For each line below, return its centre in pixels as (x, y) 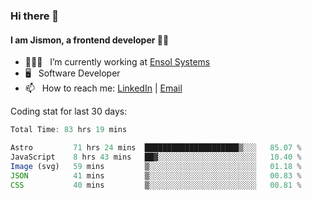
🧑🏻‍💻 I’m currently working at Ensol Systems (117, 62)
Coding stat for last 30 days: (69, 111)
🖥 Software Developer (72, 73)
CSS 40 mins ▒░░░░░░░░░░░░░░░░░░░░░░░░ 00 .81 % (156, 185)
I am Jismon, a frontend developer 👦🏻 (90, 40)
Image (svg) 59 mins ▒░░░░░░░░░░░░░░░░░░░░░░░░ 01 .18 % (156, 166)
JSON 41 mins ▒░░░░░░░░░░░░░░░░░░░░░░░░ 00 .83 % (156, 175)
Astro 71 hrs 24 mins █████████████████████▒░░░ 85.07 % (156, 148)
